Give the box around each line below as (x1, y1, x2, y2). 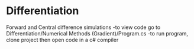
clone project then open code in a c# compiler (6, 36, 119, 43)
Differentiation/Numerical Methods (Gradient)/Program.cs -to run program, (6, 30, 188, 37)
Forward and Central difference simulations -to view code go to (6, 24, 161, 31)
